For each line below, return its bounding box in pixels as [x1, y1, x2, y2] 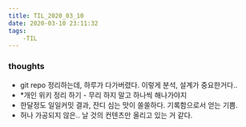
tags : [8, 27, 26, 35]
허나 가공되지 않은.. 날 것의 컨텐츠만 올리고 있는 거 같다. [19, 110, 193, 120]
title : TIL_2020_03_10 [8, 11, 84, 20]
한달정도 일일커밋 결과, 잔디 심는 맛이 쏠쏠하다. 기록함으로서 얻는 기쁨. [19, 100, 238, 109]
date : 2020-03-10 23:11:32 [8, 19, 99, 27]
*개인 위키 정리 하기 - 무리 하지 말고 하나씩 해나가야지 [19, 90, 188, 100]
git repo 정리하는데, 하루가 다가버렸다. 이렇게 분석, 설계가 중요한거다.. [19, 80, 238, 89]
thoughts [8, 61, 45, 72]
